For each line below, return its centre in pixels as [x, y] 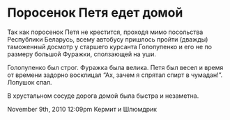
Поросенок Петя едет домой [95, 13]
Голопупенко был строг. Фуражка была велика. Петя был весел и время [115, 67]
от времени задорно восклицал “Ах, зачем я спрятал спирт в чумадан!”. [115, 75]
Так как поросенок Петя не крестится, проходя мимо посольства [105, 32]
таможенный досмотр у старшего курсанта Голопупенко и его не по [110, 46]
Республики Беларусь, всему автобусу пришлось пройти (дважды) [108, 39]
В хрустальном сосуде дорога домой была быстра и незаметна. [103, 96]
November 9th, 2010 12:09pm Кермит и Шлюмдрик [82, 109]
